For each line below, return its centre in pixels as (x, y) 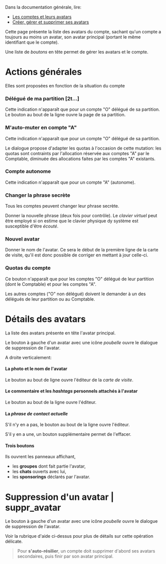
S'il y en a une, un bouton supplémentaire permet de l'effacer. (68, 434)
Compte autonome (28, 171)
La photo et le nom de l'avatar (36, 369)
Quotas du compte (28, 268)
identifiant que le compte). (32, 42)
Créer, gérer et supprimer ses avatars (51, 22)
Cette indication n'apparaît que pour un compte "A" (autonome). (70, 182)
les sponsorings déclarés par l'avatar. (51, 477)
